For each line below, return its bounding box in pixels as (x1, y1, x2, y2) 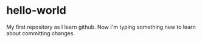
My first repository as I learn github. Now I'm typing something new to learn (6, 23, 196, 30)
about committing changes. (6, 29, 75, 36)
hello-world (6, 4, 67, 17)
